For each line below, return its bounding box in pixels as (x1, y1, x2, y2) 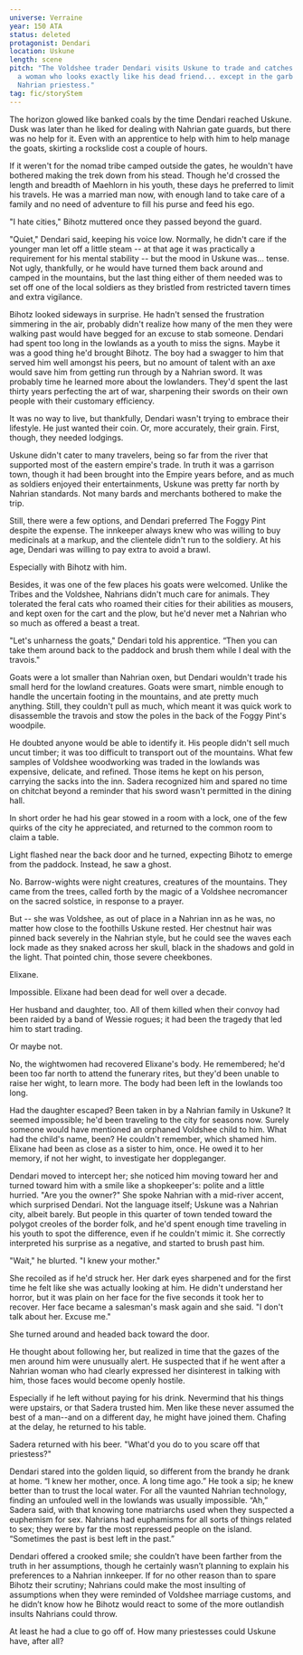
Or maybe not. (9, 1041, 63, 1052)
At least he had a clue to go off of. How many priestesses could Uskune (9, 1625, 277, 1637)
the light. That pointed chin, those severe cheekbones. (9, 951, 213, 962)
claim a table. (9, 831, 60, 842)
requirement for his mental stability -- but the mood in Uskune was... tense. (9, 252, 289, 263)
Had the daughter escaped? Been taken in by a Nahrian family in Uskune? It (9, 1104, 291, 1115)
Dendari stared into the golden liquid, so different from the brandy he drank (9, 1466, 290, 1477)
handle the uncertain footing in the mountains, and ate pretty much (9, 691, 260, 702)
